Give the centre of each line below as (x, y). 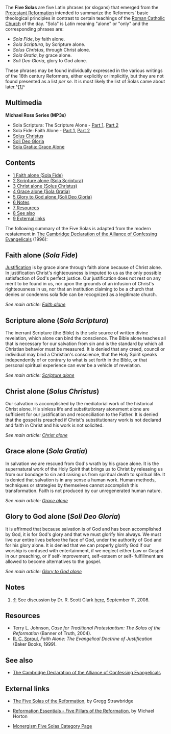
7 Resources (26, 207)
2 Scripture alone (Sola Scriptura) (48, 180)
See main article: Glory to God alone (44, 571)
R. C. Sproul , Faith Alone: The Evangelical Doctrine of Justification (82, 639)
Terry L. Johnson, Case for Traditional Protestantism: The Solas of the (87, 628)
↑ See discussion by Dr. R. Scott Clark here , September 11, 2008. (81, 600)
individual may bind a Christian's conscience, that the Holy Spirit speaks (81, 355)
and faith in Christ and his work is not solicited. (54, 425)
